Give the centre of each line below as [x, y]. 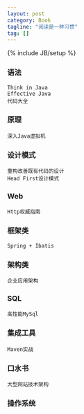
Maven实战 [20, 349]
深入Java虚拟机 [27, 136]
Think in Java [28, 87]
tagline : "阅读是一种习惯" [43, 27]
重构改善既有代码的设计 [36, 171]
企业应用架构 [23, 281]
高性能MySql [23, 314]
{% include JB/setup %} [42, 53]
